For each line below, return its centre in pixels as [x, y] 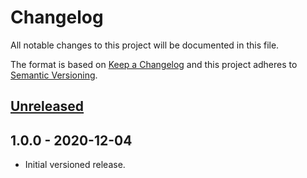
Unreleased [47, 106]
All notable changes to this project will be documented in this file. [145, 45]
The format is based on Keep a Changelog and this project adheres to [154, 64]
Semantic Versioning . [54, 75]
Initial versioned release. [75, 165]
